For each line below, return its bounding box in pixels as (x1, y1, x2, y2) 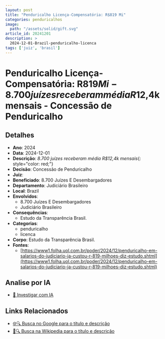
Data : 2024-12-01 (12, 150, 50, 156)
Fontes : (12, 242, 29, 248)
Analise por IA (5, 278, 51, 287)
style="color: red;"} (12, 161, 54, 167)
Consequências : (12, 210, 48, 216)
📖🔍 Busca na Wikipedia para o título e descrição (12, 328, 115, 334)
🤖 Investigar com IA (12, 292, 54, 298)
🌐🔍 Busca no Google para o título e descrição (12, 321, 110, 327)
